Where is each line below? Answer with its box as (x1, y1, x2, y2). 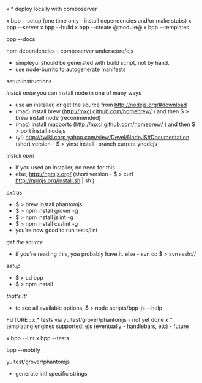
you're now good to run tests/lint (15, 226, 98, 234)
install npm (6, 152, 34, 159)
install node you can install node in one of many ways (6, 89, 142, 97)
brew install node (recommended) (15, 114, 101, 121)
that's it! (6, 292, 28, 299)
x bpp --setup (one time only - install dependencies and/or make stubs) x (6, 17, 192, 24)
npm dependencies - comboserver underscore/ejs (6, 47, 134, 54)
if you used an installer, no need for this (15, 164, 115, 171)
